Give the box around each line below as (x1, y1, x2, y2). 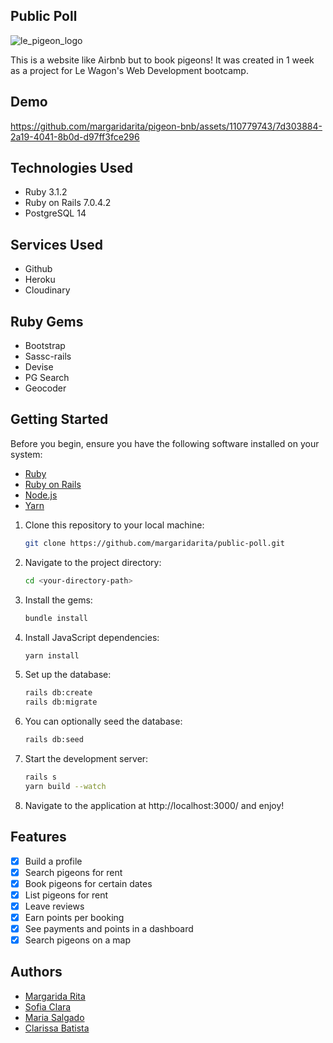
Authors (10, 964, 63, 981)
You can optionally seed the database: (24, 715, 183, 728)
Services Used (10, 236, 103, 253)
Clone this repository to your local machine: (24, 519, 205, 531)
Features (10, 829, 67, 846)
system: (10, 448, 43, 460)
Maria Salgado (24, 1011, 85, 1023)
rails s (24, 772, 57, 782)
